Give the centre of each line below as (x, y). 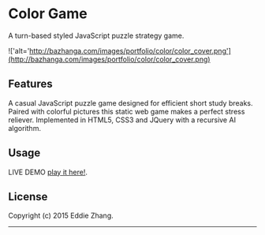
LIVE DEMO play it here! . (48, 172)
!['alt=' (19, 50)
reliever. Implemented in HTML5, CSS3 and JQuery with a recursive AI (122, 120)
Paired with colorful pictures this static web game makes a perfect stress (127, 111)
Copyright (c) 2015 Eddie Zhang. (61, 216)
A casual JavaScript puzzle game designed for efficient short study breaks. (131, 103)
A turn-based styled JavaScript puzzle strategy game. (96, 35)
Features (30, 84)
